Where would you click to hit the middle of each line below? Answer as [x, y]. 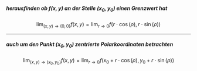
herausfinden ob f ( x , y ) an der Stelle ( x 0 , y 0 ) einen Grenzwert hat [87, 9]
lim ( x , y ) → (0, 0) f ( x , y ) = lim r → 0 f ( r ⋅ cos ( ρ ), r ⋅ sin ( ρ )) [98, 25]
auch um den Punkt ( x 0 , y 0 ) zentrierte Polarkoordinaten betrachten [90, 45]
